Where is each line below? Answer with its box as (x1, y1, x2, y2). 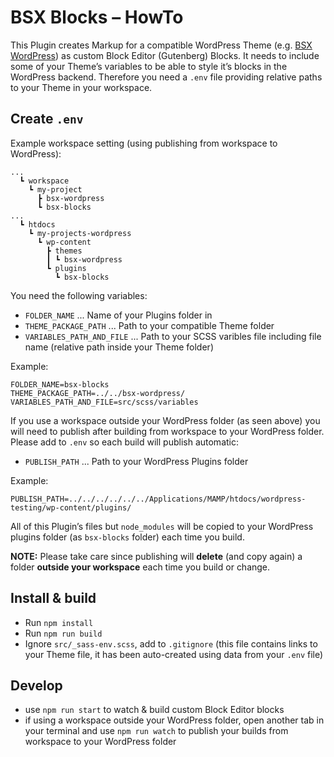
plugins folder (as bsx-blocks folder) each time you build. (10, 531, 245, 543)
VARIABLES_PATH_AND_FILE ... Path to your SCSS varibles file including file (24, 330, 322, 342)
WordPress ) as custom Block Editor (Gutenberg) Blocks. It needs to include (10, 49, 320, 61)
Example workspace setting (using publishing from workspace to (10, 137, 278, 149)
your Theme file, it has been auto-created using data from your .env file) (24, 648, 324, 660)
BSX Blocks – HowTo (10, 6, 184, 29)
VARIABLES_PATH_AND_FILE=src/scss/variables (10, 397, 199, 407)
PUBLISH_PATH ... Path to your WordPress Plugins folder (24, 455, 249, 467)
